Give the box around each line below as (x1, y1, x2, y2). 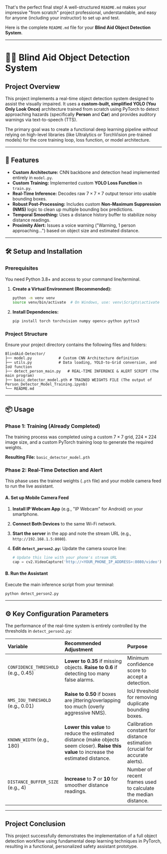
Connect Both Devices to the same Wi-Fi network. (12, 520, 117, 526)
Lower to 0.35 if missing (64, 658, 122, 665)
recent (127, 772, 143, 779)
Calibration (127, 720, 153, 727)
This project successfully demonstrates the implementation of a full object (5, 833, 158, 839)
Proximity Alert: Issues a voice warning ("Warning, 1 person (12, 222, 136, 228)
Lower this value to (64, 724, 111, 731)
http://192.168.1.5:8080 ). (12, 535, 67, 541)
